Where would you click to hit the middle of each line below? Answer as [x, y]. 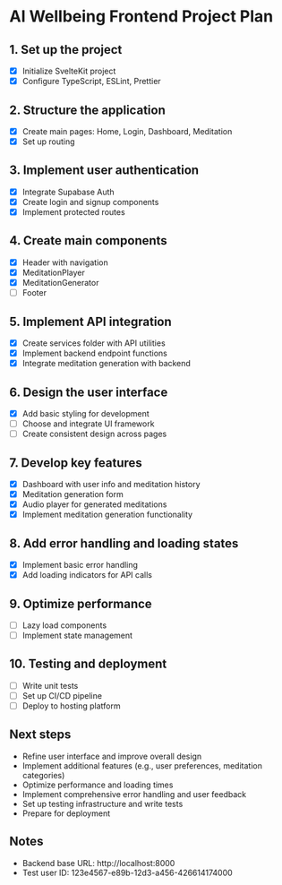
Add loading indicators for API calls [87, 575]
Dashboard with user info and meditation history [111, 484]
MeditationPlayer [53, 272]
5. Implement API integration [90, 321]
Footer [34, 293]
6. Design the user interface [89, 392]
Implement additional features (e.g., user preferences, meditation [142, 765]
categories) [43, 775]
